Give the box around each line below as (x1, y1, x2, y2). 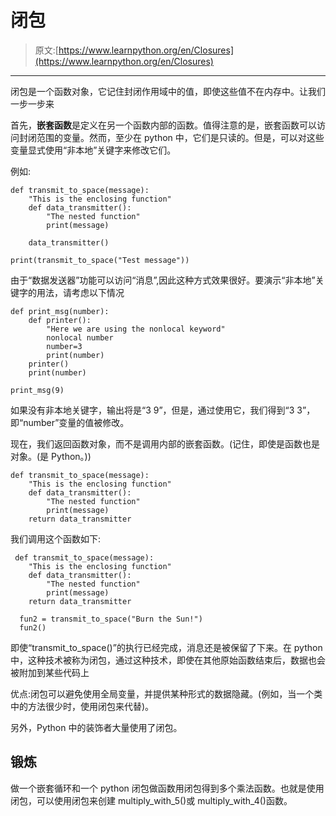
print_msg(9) (10, 385, 65, 395)
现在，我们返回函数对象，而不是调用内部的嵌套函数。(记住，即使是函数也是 (10, 437, 321, 450)
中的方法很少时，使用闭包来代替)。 (10, 700, 155, 712)
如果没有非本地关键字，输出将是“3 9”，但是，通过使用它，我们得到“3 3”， (10, 404, 316, 416)
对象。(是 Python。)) (10, 450, 92, 462)
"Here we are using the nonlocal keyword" (46, 324, 226, 334)
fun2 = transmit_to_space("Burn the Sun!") (19, 614, 203, 624)
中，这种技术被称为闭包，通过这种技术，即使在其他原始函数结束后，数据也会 (10, 654, 326, 666)
